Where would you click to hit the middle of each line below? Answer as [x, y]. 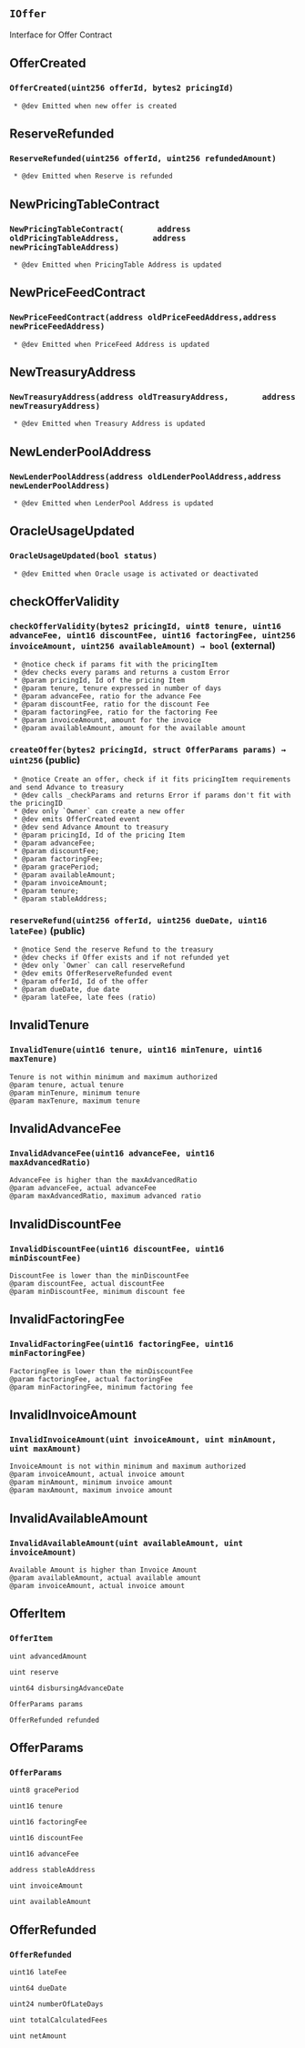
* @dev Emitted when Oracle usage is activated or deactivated [136, 574]
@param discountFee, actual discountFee [87, 1283]
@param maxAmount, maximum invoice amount [91, 1491]
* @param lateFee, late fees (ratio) [85, 997]
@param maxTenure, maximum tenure [75, 1101]
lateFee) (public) [47, 931]
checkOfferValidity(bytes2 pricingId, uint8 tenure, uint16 [146, 626]
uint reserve [34, 1672]
